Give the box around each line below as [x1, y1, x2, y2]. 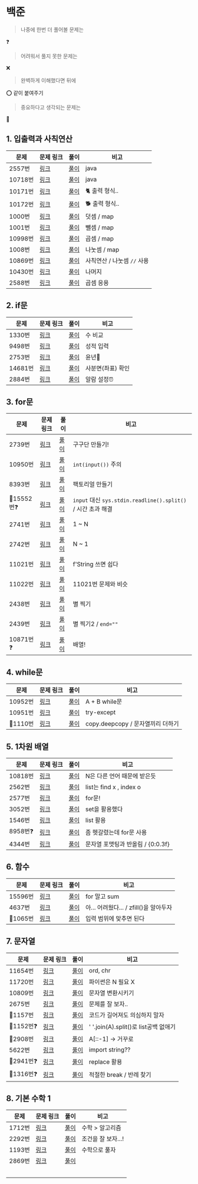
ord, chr [88, 966, 111, 974]
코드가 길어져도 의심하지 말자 [88, 1011, 165, 1019]
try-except [85, 708, 116, 717]
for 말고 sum [85, 892, 120, 901]
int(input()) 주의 [72, 460, 122, 469]
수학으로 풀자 [81, 1146, 116, 1154]
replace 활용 [88, 1058, 123, 1066]
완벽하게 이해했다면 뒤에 [20, 77, 77, 84]
